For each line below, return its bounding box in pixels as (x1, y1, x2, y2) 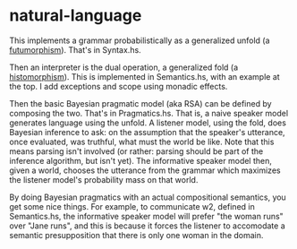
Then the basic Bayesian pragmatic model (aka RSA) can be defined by (9, 98, 272, 108)
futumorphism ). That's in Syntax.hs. (9, 44, 141, 55)
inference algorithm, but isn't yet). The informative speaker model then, (9, 155, 273, 166)
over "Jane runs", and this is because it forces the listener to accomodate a (9, 220, 286, 231)
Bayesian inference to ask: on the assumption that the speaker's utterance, (9, 126, 285, 137)
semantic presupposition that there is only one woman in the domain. (9, 229, 264, 240)
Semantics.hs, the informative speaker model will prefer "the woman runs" (9, 210, 284, 221)
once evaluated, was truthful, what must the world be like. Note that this (9, 136, 275, 147)
